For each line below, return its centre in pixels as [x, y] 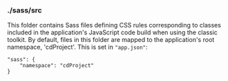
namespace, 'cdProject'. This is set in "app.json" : [77, 47]
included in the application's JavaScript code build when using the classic [112, 32]
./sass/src [25, 10]
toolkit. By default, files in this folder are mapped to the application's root [111, 40]
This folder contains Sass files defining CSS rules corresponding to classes [114, 25]
